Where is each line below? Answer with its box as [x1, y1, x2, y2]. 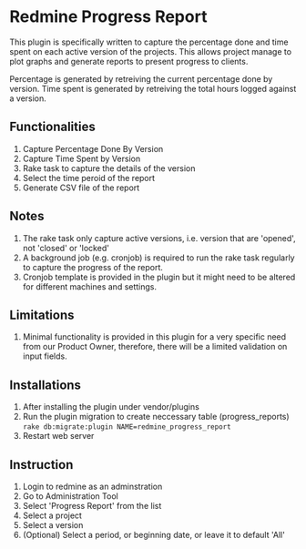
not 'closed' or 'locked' [22, 242, 109, 253]
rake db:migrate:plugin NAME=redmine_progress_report [22, 422, 231, 432]
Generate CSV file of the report [22, 182, 140, 193]
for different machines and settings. [22, 280, 158, 292]
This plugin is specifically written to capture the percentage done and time [9, 36, 289, 47]
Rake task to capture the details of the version [22, 162, 196, 174]
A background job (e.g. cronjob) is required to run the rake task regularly [22, 252, 295, 263]
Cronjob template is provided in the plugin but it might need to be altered [22, 271, 296, 282]
